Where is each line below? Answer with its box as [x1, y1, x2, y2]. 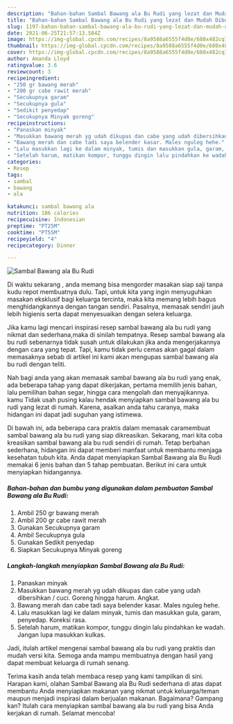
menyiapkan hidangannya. [7, 468, 83, 476]
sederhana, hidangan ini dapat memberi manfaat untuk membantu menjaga [7, 446, 223, 454]
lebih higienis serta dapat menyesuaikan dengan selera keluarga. [7, 310, 193, 318]
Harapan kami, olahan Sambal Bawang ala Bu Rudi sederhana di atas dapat [7, 680, 222, 688]
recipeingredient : [7, 74, 60, 82]
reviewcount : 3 [7, 68, 51, 75]
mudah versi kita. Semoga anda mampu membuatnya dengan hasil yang [7, 651, 214, 660]
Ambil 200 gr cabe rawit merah [17, 516, 106, 524]
